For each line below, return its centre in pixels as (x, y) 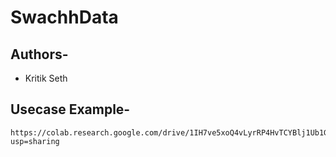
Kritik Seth (46, 78)
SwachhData (64, 17)
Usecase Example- (70, 109)
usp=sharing (35, 141)
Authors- (39, 54)
